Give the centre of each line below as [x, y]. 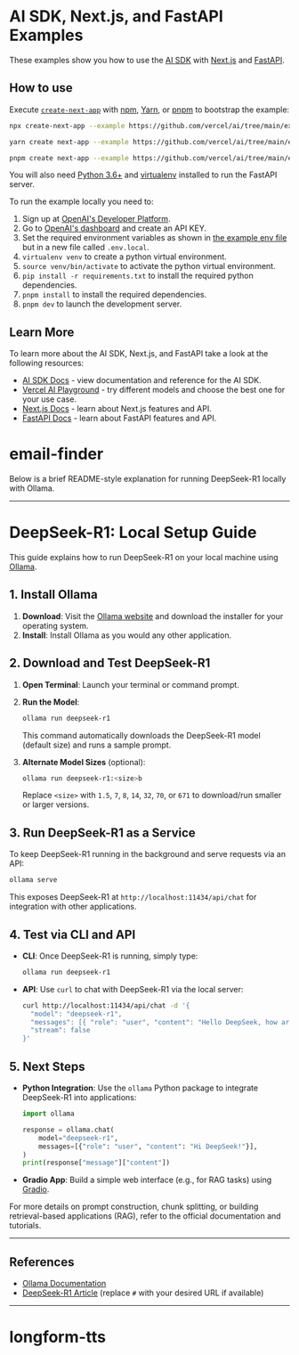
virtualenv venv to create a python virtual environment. [124, 257]
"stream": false [61, 1031]
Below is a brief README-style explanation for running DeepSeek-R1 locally [148, 479]
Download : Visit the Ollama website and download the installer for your [153, 616]
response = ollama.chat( [68, 1130]
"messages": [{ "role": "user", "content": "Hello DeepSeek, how [154, 1022]
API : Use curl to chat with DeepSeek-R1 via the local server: [133, 989]
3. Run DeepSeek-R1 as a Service [102, 833]
